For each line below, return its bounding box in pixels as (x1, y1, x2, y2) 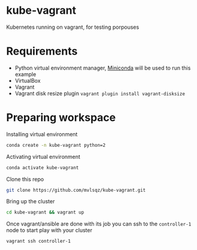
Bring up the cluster (6, 198, 55, 205)
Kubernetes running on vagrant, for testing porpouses (6, 23, 140, 31)
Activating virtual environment (6, 153, 81, 160)
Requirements (6, 44, 78, 58)
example (14, 70, 37, 78)
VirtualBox (14, 77, 41, 84)
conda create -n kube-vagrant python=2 (6, 142, 106, 148)
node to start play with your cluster (6, 227, 93, 234)
